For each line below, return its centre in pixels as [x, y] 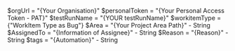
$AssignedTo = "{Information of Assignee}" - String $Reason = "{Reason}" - [118, 32]
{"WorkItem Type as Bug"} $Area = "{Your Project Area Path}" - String [109, 25]
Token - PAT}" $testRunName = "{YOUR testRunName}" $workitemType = [114, 18]
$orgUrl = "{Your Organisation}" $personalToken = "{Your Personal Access [116, 11]
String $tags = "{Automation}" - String [62, 40]
